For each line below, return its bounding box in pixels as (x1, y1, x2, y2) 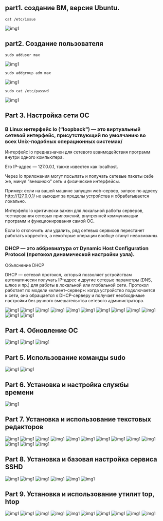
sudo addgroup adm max (5, 70, 51, 75)
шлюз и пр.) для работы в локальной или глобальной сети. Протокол (5, 282, 149, 288)
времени (5, 388, 34, 396)
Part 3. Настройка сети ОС (5, 111, 90, 120)
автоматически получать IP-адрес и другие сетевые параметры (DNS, (5, 277, 152, 283)
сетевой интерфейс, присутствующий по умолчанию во (5, 132, 146, 139)
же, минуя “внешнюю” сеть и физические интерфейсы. (5, 178, 120, 185)
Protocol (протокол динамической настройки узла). (5, 251, 135, 258)
